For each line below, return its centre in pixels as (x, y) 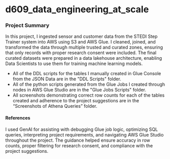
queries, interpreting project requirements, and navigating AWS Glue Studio (84, 134)
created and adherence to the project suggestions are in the (76, 101)
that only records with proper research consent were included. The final (81, 53)
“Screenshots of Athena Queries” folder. (55, 106)
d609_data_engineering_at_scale (77, 9)
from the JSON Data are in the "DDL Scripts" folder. (67, 79)
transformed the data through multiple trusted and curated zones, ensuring (84, 48)
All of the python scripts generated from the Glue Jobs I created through (89, 84)
